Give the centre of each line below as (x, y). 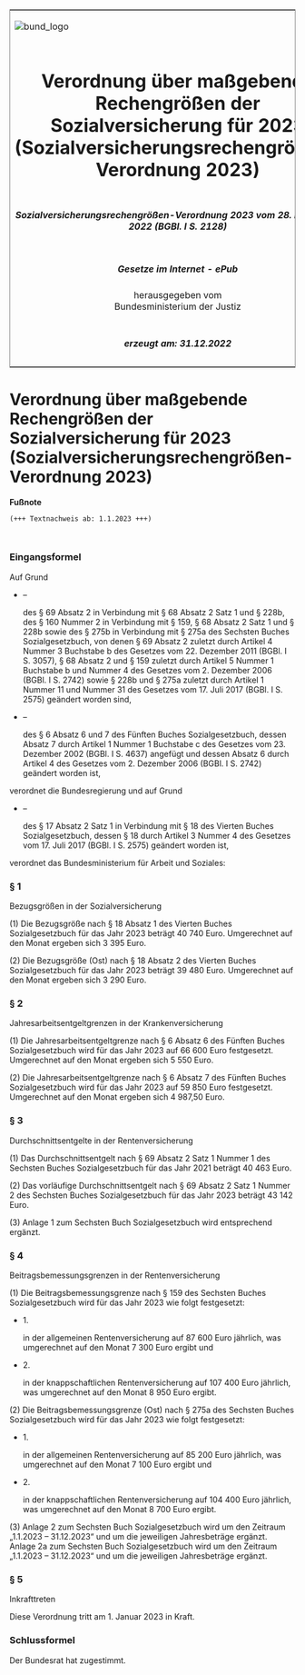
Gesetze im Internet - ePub (178, 269)
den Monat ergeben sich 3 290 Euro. (78, 980)
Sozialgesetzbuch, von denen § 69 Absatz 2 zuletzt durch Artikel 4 (148, 641)
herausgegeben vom (177, 295)
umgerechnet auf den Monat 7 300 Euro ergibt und (118, 1347)
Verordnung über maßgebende (128, 399)
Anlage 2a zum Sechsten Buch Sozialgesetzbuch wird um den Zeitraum (143, 1546)
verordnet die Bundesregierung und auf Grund (96, 791)
